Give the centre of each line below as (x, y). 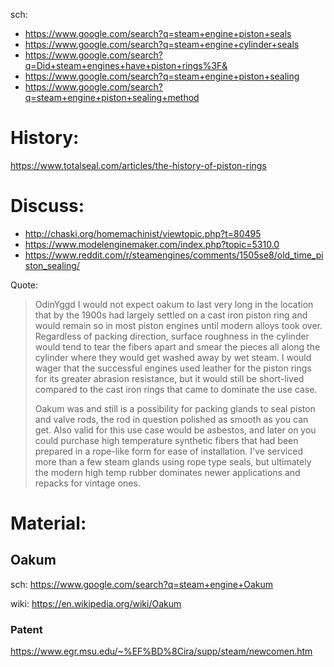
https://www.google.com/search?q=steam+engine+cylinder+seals (162, 44)
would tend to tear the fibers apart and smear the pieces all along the (177, 346)
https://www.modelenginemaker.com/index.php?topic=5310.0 (152, 244)
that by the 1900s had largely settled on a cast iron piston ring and (171, 315)
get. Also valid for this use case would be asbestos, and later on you (175, 430)
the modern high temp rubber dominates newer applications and (167, 472)
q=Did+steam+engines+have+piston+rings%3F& (126, 65)
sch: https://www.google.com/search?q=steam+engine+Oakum (142, 584)
